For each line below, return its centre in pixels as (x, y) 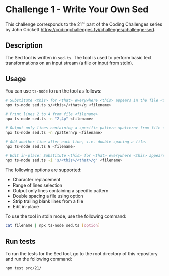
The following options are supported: (44, 170)
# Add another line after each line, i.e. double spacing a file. (76, 142)
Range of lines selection (37, 185)
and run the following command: (39, 259)
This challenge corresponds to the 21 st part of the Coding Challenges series (84, 24)
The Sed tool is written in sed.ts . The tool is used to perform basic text (78, 58)
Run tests (20, 241)
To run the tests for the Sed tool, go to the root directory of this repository (81, 253)
